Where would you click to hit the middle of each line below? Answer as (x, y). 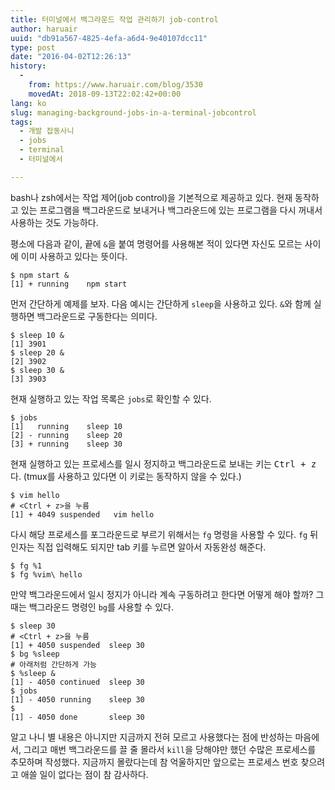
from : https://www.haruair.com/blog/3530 (115, 85)
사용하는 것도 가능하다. (54, 222)
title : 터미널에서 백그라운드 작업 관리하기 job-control (114, 19)
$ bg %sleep (35, 654)
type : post (33, 47)
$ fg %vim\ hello (46, 574)
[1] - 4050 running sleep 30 (77, 699)
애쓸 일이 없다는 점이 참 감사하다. (84, 774)
